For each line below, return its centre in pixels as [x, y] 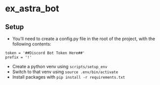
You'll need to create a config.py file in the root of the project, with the [84, 39]
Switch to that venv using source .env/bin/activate [65, 72]
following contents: [32, 44]
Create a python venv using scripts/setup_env [60, 66]
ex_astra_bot [32, 9]
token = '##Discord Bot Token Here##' [45, 53]
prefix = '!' [19, 57]
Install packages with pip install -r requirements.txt [69, 77]
